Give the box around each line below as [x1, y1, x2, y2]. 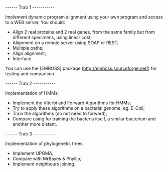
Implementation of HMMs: [5, 90, 59, 96]
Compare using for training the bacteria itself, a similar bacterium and [12, 116, 156, 122]
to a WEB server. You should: [5, 20, 65, 25]
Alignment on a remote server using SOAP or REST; [12, 40, 119, 46]
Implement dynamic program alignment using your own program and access [5, 14, 163, 20]
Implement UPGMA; [12, 150, 54, 156]
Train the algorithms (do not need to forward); [12, 110, 107, 116]
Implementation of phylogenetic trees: [5, 140, 84, 146]
